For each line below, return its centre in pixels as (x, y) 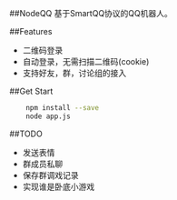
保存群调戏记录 (50, 175)
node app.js (48, 116)
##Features (31, 31)
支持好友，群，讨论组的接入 (74, 73)
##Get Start (31, 91)
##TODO (26, 134)
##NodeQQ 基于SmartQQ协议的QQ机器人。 (91, 13)
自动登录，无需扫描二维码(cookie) (86, 61)
